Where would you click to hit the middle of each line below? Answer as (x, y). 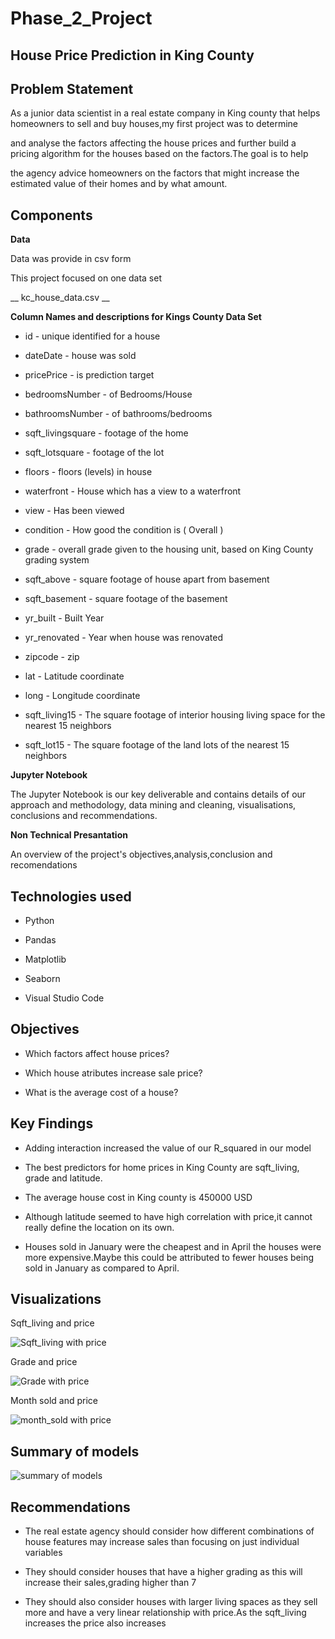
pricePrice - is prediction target (89, 375)
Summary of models (75, 1451)
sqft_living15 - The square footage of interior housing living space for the (175, 715)
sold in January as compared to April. (102, 1268)
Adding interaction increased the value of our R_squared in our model (168, 1148)
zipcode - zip (52, 657)
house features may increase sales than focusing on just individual (162, 1542)
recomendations (44, 865)
